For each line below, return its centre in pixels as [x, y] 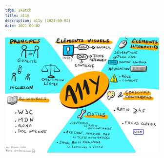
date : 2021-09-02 [23, 26]
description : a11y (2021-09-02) [38, 20]
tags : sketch [18, 10]
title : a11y [17, 15]
